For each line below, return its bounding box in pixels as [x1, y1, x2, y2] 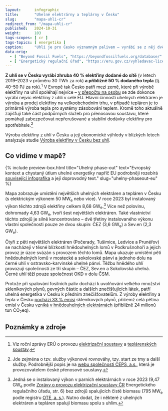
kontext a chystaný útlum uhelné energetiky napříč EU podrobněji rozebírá [5, 170, 158, 176]
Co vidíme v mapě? [5, 151, 66, 160]
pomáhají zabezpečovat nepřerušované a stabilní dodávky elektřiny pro [5, 116, 152, 122]
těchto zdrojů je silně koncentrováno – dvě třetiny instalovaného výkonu [5, 216, 153, 222]
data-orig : [5, 49, 28, 54]
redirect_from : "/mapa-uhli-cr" [5, 21, 72, 27]
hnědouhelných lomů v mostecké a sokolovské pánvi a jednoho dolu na [5, 255, 152, 261]
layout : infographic [5, 7, 59, 13]
